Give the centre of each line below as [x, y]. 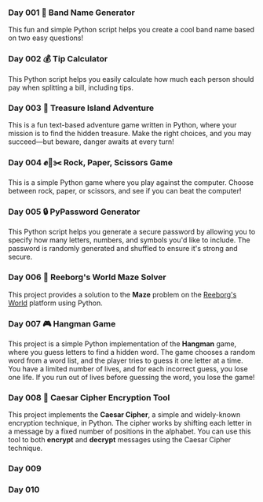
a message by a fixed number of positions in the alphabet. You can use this [130, 431]
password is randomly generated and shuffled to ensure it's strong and [123, 249]
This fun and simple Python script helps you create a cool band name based [131, 30]
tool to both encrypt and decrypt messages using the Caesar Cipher [120, 440]
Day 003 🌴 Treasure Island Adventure [81, 108]
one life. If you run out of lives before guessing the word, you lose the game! [131, 378]
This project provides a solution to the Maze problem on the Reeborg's [122, 294]
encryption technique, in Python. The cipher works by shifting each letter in [130, 423]
